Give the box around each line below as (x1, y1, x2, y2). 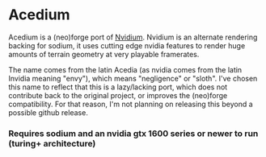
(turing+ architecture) (8, 138, 96, 149)
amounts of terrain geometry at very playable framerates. (8, 49, 200, 59)
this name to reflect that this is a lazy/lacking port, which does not (8, 82, 228, 92)
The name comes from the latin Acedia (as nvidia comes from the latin (8, 64, 243, 74)
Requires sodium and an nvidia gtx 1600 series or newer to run (8, 127, 259, 138)
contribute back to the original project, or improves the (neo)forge (8, 90, 228, 100)
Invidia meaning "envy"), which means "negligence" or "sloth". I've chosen (8, 73, 258, 83)
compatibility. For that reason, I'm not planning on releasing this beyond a (8, 99, 253, 109)
